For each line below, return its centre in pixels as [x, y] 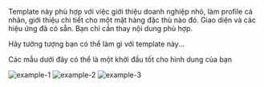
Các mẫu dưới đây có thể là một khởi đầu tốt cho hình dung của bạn [120, 59]
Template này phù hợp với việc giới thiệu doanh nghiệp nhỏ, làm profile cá [130, 12]
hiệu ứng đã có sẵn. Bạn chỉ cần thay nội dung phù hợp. [101, 28]
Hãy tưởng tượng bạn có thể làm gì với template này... [96, 44]
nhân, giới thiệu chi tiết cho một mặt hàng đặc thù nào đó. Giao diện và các [132, 20]
